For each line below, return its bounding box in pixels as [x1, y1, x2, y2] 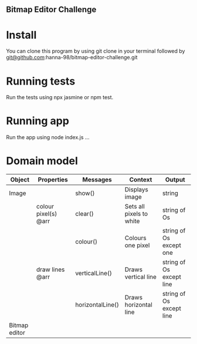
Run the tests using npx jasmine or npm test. [6, 94, 114, 101]
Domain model [6, 154, 78, 168]
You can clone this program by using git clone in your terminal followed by [6, 48, 185, 55]
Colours [124, 234, 147, 242]
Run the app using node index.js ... [6, 134, 90, 141]
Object [10, 176, 30, 184]
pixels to [124, 210, 148, 218]
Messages [82, 176, 113, 184]
